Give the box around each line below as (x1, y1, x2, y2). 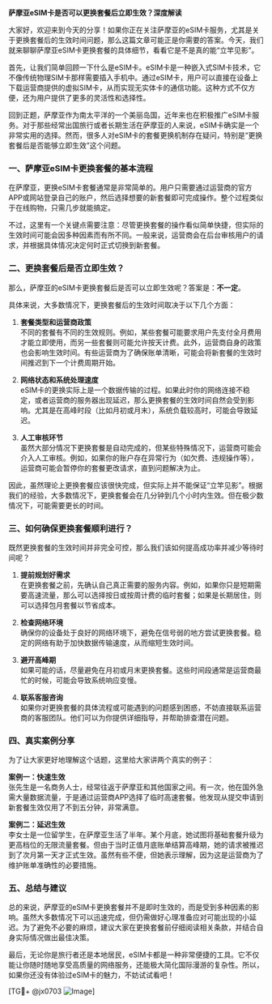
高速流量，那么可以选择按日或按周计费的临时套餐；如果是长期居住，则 (27, 590, 261, 600)
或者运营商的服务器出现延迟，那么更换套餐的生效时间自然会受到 (34, 395, 248, 404)
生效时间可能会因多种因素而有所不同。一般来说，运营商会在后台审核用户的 (8, 230, 257, 240)
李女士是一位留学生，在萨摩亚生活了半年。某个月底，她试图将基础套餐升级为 (8, 830, 264, 840)
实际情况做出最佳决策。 (15, 933, 94, 942)
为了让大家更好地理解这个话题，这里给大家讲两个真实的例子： (8, 755, 215, 765)
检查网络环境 (19, 617, 63, 627)
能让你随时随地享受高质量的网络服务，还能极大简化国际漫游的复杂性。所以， (8, 960, 264, 970)
